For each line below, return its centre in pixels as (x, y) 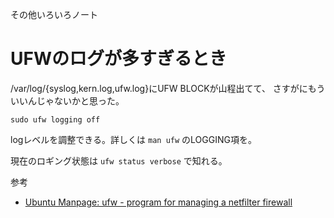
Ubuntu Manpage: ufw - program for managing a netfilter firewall (158, 202)
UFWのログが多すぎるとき (118, 59)
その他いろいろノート (54, 14)
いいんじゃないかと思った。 (67, 100)
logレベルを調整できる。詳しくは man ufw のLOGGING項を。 (133, 139)
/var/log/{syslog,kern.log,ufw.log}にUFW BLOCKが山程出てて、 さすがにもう (168, 88)
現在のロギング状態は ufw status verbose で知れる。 (119, 160)
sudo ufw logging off (55, 119)
